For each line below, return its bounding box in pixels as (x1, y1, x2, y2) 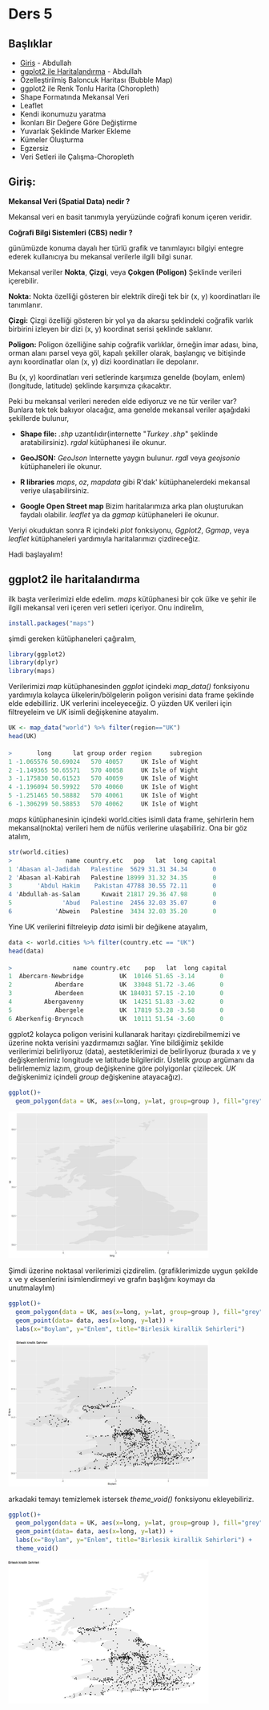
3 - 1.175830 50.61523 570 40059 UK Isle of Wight (8, 774, 199, 783)
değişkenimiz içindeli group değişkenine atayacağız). (8, 1071, 183, 1081)
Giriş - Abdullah (19, 58, 72, 67)
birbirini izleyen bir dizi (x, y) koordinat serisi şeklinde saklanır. (8, 324, 214, 333)
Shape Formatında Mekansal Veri (19, 92, 130, 101)
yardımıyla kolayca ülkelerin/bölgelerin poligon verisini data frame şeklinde (8, 690, 255, 700)
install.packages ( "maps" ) (8, 619, 94, 627)
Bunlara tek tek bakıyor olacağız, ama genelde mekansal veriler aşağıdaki (8, 405, 251, 414)
